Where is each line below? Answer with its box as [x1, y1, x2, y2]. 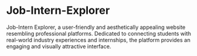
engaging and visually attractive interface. [6, 43, 112, 50]
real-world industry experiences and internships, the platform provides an [6, 36, 191, 43]
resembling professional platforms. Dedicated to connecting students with [6, 30, 192, 37]
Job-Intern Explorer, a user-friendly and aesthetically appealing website [6, 23, 186, 31]
